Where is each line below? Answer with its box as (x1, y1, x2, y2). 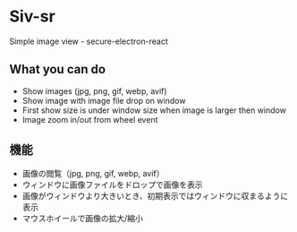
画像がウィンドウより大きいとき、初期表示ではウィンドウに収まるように (21, 190, 289, 201)
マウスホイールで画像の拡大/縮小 (21, 212, 143, 223)
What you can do (9, 62, 106, 77)
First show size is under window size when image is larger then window (21, 105, 286, 116)
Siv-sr (9, 6, 55, 27)
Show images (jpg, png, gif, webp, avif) (21, 85, 167, 96)
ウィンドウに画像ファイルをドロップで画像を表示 (21, 179, 203, 190)
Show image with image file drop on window (21, 95, 186, 106)
